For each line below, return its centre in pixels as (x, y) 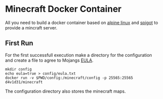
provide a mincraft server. (31, 27)
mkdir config (18, 69)
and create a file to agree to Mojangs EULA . (49, 60)
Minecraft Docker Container (63, 9)
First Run (19, 43)
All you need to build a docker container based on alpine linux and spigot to (82, 23)
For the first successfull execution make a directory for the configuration (79, 55)
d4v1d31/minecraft (24, 82)
